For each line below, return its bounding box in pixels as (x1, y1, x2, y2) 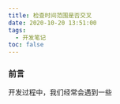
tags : (8, 26, 26, 34)
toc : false (8, 41, 44, 49)
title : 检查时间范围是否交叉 (8, 11, 92, 20)
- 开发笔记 (15, 33, 47, 42)
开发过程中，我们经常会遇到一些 (8, 87, 112, 97)
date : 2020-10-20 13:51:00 (8, 19, 97, 27)
